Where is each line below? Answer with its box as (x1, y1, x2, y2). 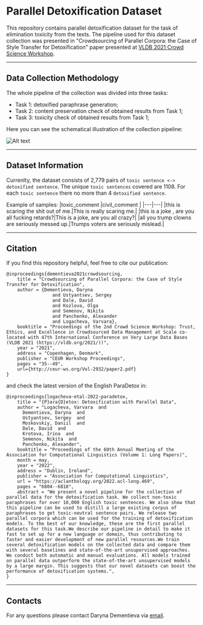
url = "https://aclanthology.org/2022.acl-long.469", (17, 479, 155, 485)
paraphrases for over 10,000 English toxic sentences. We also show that (6, 500, 196, 506)
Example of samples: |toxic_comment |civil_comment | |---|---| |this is (6, 201, 181, 208)
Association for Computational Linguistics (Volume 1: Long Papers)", (6, 452, 188, 458)
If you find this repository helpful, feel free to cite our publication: (6, 259, 169, 267)
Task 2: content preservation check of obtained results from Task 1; (14, 107, 183, 114)
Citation (6, 243, 37, 253)
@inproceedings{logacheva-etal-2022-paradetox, (6, 394, 129, 400)
